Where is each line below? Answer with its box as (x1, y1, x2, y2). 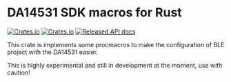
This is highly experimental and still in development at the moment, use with (7, 61, 223, 69)
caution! (7, 68, 30, 77)
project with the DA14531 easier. (7, 48, 99, 56)
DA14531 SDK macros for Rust (7, 5, 183, 20)
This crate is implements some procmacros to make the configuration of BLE (7, 40, 225, 49)
